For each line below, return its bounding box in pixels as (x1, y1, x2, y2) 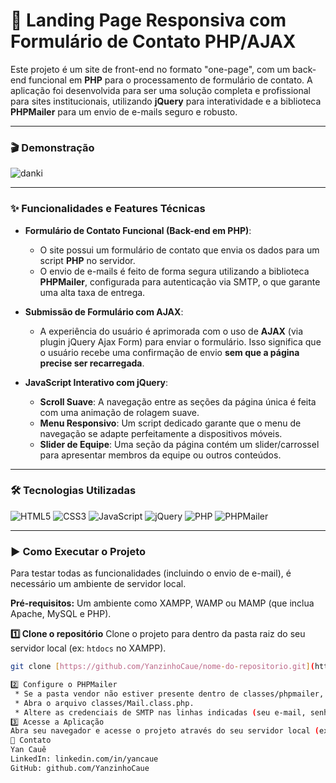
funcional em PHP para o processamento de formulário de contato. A (28, 74, 313, 86)
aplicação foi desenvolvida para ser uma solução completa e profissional (10, 84, 311, 96)
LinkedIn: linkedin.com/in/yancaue (10, 754, 159, 764)
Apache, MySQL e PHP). (10, 608, 112, 620)
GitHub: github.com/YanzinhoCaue (10, 763, 150, 773)
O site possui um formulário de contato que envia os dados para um (39, 244, 320, 256)
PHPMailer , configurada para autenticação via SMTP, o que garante (39, 275, 321, 288)
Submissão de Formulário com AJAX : (24, 305, 184, 318)
